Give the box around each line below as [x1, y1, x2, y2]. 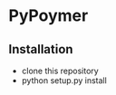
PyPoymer [8, 5, 89, 26]
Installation [8, 42, 73, 57]
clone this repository [21, 65, 99, 76]
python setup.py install [21, 75, 108, 86]
